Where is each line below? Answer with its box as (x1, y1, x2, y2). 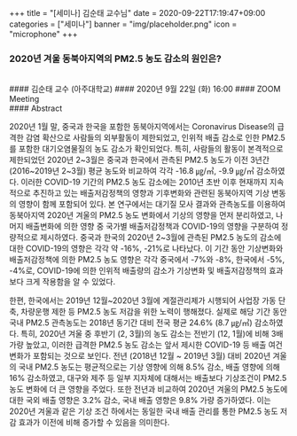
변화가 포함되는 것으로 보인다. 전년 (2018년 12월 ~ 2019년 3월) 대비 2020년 (9, 351, 271, 362)
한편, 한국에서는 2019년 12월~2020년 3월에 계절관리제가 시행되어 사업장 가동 (9, 295, 277, 306)
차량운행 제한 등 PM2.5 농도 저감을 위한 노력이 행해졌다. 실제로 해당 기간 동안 (20, 307, 287, 317)
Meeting (9, 94, 40, 105)
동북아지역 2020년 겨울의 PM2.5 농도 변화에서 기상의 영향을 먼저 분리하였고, (9, 210, 275, 221)
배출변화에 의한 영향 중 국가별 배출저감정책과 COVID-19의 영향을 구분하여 (25, 221, 279, 232)
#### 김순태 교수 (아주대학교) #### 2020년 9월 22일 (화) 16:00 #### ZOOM (9, 83, 281, 95)
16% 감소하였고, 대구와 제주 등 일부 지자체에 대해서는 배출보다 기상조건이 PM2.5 (9, 373, 287, 384)
